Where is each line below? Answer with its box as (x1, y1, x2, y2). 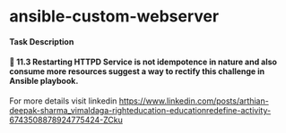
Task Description (9, 36, 74, 46)
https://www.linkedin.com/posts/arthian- (118, 96, 269, 106)
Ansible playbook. (9, 76, 79, 87)
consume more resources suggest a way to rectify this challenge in (9, 66, 265, 77)
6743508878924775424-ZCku (9, 114, 124, 125)
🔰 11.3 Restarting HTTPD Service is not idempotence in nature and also (9, 56, 278, 68)
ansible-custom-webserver (9, 6, 220, 27)
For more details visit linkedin (9, 96, 117, 106)
